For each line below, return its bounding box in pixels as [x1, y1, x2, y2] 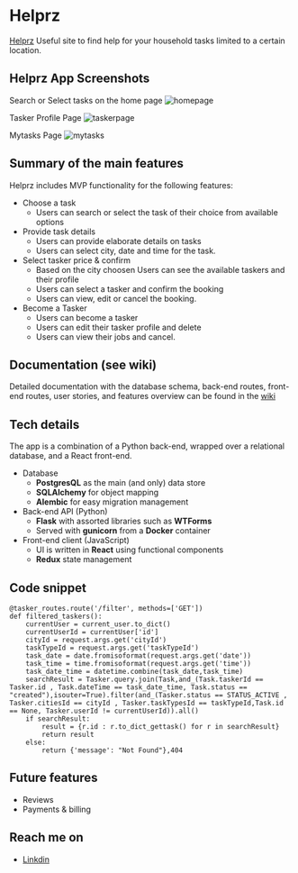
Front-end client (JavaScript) [22, 535, 131, 546]
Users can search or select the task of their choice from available [35, 206, 279, 217]
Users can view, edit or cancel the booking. [35, 293, 197, 304]
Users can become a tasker [35, 312, 139, 323]
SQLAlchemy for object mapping [35, 487, 159, 498]
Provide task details [22, 226, 96, 237]
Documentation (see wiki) [9, 357, 158, 372]
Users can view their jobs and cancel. [35, 331, 176, 342]
